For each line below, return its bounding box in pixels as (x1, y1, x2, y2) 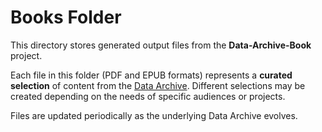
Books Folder (10, 6, 122, 29)
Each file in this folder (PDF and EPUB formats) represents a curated (10, 69, 293, 81)
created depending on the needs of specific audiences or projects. (10, 90, 286, 102)
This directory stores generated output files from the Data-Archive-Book (10, 39, 312, 51)
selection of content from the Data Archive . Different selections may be (10, 79, 306, 91)
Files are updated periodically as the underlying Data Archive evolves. (10, 109, 298, 121)
